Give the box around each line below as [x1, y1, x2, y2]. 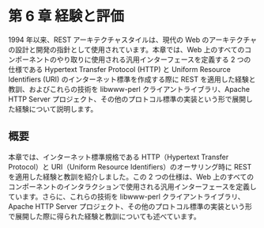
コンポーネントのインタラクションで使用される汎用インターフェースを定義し [8, 181, 257, 191]
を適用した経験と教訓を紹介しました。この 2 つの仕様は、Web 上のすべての [8, 172, 255, 181]
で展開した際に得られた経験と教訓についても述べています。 [8, 211, 201, 221]
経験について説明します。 [14, 104, 98, 113]
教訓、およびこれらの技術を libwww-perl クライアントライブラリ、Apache [8, 84, 251, 93]
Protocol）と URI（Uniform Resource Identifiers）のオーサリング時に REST [8, 161, 252, 171]
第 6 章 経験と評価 [8, 7, 125, 25]
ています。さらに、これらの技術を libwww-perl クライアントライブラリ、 [8, 192, 245, 201]
